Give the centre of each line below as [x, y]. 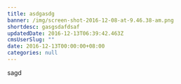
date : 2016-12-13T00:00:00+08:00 [56, 46]
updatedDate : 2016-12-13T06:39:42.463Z [66, 33]
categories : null [33, 53]
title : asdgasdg [31, 14]
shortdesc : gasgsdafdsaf [43, 27]
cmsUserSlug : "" [31, 40]
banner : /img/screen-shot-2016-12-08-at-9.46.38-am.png [90, 20]
